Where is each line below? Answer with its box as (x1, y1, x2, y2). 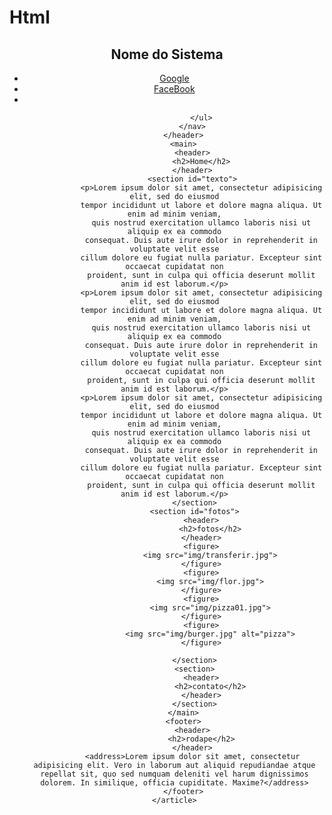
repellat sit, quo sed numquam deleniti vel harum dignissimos (40, 769, 309, 779)
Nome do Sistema (110, 46, 224, 63)
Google (159, 72, 190, 84)
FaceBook (153, 83, 196, 95)
